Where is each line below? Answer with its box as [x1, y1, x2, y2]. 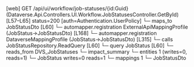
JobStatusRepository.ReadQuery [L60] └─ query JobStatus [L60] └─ [6, 42, 173, 49]
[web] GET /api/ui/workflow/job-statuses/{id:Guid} [6, 5, 129, 12]
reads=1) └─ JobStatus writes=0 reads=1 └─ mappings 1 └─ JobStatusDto [6, 55, 186, 61]
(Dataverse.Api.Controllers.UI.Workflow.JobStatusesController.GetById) [6, 11, 179, 18]
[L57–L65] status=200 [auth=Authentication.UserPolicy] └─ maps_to [6, 17, 172, 24]
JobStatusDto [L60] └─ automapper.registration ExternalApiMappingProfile [6, 23, 188, 30]
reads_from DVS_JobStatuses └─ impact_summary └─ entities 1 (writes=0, [6, 48, 187, 55]
